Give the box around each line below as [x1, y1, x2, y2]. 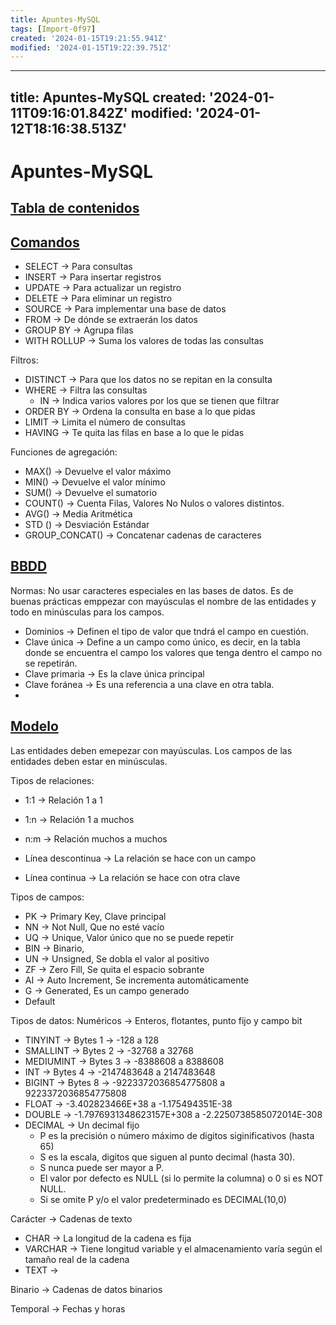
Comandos [10, 234, 80, 251]
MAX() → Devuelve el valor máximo [24, 466, 172, 478]
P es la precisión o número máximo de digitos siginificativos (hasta [39, 1129, 315, 1141]
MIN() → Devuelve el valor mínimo [24, 476, 166, 488]
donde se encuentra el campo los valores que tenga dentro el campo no [24, 646, 323, 658]
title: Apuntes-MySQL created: [10, 89, 207, 106]
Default [24, 995, 56, 1007]
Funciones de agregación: [10, 446, 118, 458]
